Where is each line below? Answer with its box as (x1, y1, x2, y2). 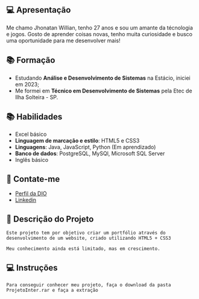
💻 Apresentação (6, 5, 71, 15)
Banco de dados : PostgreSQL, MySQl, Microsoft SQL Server (14, 150, 165, 157)
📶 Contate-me (6, 174, 60, 184)
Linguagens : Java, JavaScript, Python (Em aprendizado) (14, 144, 156, 151)
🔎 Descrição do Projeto (6, 214, 94, 224)
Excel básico (14, 130, 47, 138)
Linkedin (14, 196, 37, 204)
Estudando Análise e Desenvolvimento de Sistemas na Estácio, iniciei (14, 74, 191, 82)
